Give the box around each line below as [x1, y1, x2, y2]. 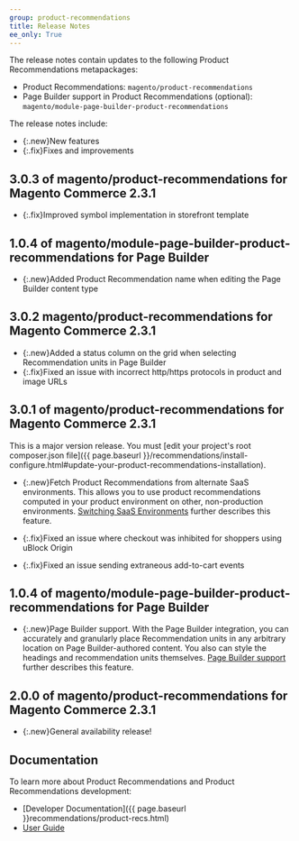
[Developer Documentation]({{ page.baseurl [22, 803, 186, 814]
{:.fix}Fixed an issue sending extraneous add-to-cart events [22, 560, 245, 571]
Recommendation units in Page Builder [22, 357, 167, 368]
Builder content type [22, 283, 99, 294]
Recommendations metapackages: [9, 64, 138, 75]
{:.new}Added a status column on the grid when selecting [22, 347, 237, 358]
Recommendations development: [9, 786, 132, 797]
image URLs [22, 376, 68, 387]
